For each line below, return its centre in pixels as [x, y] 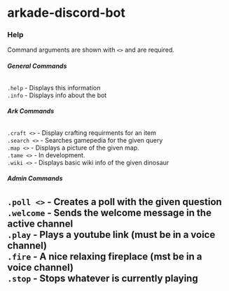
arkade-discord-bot [67, 13]
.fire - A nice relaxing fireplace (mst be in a [105, 257]
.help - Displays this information [54, 87]
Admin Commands [35, 178]
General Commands [37, 66]
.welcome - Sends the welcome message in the [110, 213]
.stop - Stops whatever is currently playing [103, 279]
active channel [40, 224]
